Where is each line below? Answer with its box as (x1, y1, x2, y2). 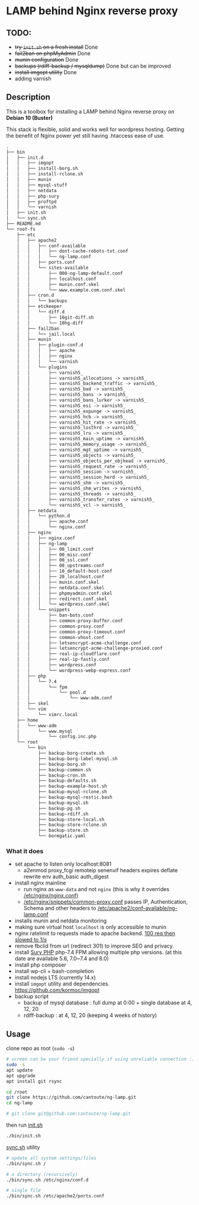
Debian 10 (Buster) (6, 114, 53, 121)
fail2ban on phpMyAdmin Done (14, 50, 91, 57)
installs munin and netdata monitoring (14, 917, 107, 924)
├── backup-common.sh (37, 767, 92, 772)
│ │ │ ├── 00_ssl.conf (17, 557, 89, 563)
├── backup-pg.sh (37, 805, 81, 811)
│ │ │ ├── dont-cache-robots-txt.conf (17, 248, 129, 255)
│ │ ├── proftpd (6, 199, 57, 205)
